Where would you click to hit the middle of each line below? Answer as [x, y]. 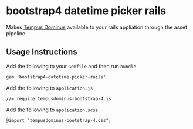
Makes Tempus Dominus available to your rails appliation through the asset [97, 27]
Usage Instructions [42, 52]
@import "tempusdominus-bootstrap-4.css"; [59, 120]
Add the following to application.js [50, 88]
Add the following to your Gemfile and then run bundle [71, 66]
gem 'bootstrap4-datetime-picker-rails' [56, 77]
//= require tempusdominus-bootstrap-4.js [59, 98]
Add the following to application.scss [52, 110]
